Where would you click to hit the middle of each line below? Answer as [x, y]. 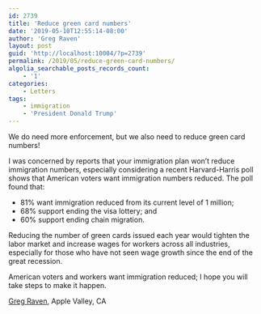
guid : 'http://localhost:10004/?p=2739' [78, 53]
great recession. [36, 261]
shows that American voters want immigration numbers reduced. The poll [130, 178]
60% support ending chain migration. [82, 220]
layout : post [30, 46]
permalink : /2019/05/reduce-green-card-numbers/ [92, 62]
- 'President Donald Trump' [70, 114]
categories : [28, 83]
